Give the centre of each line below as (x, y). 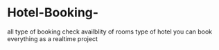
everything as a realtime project (53, 38)
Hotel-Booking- (53, 13)
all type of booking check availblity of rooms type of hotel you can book (110, 32)
